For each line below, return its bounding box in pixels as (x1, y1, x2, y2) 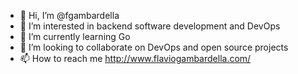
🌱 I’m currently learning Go (19, 31, 131, 42)
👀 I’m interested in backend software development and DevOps (19, 20, 281, 32)
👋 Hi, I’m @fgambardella (19, 10, 120, 21)
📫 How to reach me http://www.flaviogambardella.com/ (19, 53, 252, 64)
